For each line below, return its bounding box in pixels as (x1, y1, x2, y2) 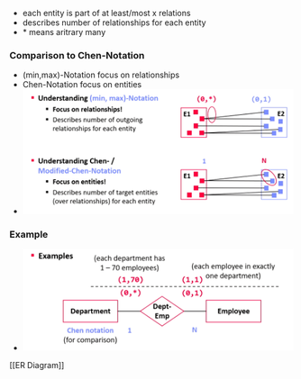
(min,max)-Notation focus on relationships (22, 69, 180, 80)
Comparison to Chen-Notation (9, 49, 145, 61)
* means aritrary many (22, 27, 106, 37)
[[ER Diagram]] (9, 360, 65, 371)
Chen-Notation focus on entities (22, 79, 142, 90)
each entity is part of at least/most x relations (22, 8, 191, 18)
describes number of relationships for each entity (22, 17, 206, 28)
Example (9, 229, 49, 241)
